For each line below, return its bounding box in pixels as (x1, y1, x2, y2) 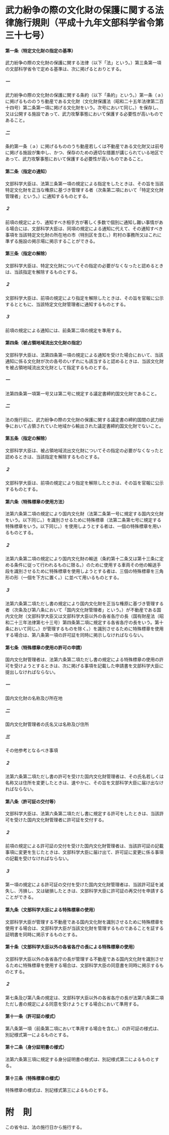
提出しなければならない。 (5, 669, 58, 675)
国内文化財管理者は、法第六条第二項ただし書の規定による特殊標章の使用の (5, 657, 159, 663)
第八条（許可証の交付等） (5, 798, 58, 805)
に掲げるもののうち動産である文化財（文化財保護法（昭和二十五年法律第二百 (5, 99, 164, 105)
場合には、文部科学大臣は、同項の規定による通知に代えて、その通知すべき (9, 225, 163, 231)
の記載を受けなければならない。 (5, 855, 71, 861)
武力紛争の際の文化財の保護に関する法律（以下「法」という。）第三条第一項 (5, 60, 162, 66)
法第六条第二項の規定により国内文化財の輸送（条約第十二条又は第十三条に (5, 556, 159, 562)
